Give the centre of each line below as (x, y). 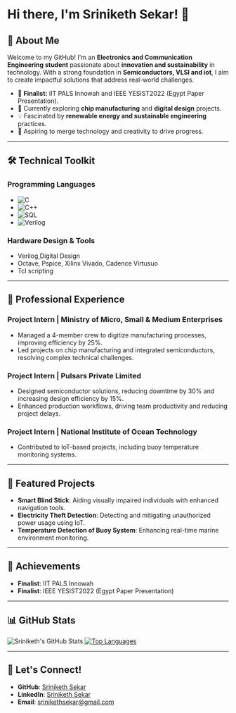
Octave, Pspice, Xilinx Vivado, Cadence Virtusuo (87, 263)
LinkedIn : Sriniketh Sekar (54, 694)
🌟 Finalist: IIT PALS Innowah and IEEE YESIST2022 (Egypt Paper (111, 93)
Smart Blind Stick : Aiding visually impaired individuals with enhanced (118, 500)
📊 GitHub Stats (41, 620)
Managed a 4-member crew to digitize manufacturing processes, (112, 335)
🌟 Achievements (44, 566)
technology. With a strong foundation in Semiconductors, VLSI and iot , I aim (118, 72)
